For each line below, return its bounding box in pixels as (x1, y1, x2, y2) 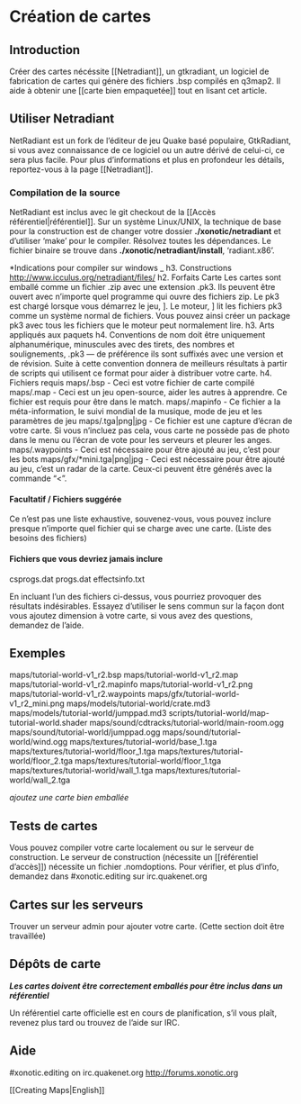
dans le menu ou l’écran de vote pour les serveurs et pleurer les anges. (9, 435, 272, 446)
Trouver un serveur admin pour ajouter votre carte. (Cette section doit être (9, 920, 285, 931)
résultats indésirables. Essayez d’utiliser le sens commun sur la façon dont (9, 601, 285, 611)
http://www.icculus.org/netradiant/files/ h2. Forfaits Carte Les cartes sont (9, 272, 281, 283)
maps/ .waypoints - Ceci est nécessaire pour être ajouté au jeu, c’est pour (9, 444, 280, 456)
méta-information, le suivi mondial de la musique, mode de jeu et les (9, 406, 262, 417)
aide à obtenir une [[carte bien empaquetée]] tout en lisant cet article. (9, 86, 268, 95)
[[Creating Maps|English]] (9, 1084, 105, 1095)
